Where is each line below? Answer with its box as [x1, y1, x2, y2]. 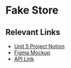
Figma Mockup [13, 49, 50, 56]
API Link [13, 56, 35, 62]
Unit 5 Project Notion [13, 43, 65, 50]
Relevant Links [5, 27, 60, 37]
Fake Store [5, 4, 59, 17]
